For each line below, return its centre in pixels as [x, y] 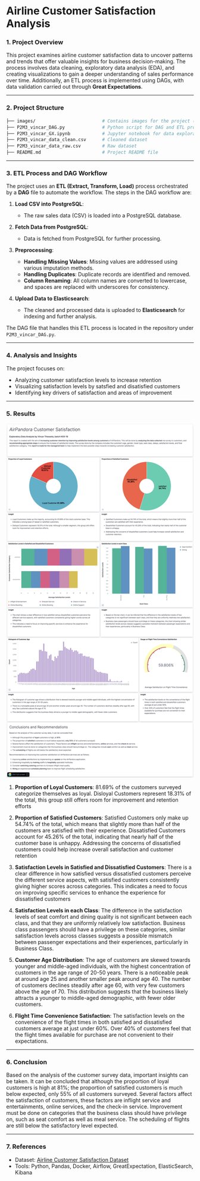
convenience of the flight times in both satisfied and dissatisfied [93, 1022]
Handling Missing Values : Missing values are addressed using [101, 262]
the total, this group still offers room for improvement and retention [96, 800]
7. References [26, 1146]
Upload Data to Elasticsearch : [52, 298]
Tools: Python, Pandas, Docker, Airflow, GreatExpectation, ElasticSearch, [104, 1166]
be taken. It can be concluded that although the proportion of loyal [87, 1082]
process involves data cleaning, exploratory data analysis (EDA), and [90, 68]
